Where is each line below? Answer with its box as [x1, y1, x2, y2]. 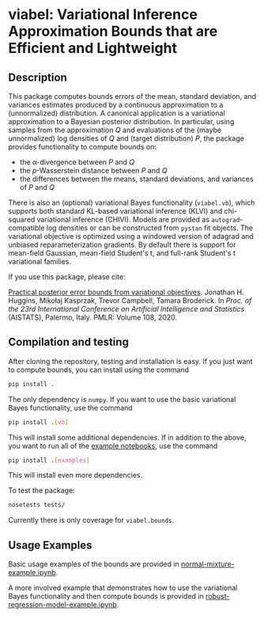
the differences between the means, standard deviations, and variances [19, 174, 255, 184]
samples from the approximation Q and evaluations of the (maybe [8, 125, 222, 134]
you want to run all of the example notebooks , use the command [8, 441, 218, 450]
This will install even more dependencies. [8, 471, 143, 480]
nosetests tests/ [8, 501, 66, 509]
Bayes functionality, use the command [8, 403, 133, 412]
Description [8, 70, 67, 84]
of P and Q [19, 183, 55, 191]
